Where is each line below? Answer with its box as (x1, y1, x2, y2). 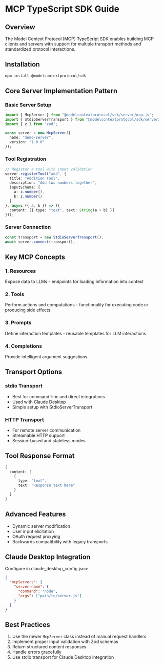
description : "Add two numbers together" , (9, 180, 97, 185)
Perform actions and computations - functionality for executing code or (5, 302, 149, 308)
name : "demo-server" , (9, 135, 54, 140)
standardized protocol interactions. (5, 46, 76, 52)
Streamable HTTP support (12, 432, 65, 438)
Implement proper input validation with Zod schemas (12, 639, 119, 644)
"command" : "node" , (18, 589, 58, 594)
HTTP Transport (5, 416, 44, 423)
